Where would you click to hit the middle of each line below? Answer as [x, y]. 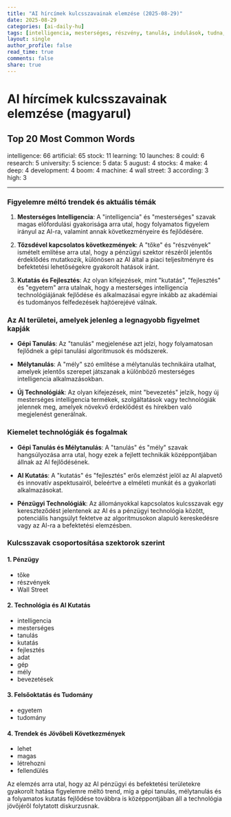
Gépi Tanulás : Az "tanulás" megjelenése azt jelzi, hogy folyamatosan [115, 344]
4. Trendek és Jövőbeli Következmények [66, 733]
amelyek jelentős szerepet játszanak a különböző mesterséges [106, 372]
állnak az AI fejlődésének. [53, 462]
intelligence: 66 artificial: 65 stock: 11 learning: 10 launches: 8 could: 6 [106, 155]
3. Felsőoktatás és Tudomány [50, 695]
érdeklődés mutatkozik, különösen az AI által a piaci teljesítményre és [115, 259]
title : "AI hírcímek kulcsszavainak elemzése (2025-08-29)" [95, 13]
